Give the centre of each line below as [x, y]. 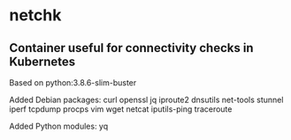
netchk [35, 15]
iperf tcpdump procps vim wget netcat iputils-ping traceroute [121, 109]
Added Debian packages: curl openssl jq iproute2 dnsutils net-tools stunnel [146, 99]
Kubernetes [42, 61]
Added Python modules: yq [59, 126]
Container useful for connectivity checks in [131, 48]
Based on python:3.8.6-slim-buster [73, 83]
